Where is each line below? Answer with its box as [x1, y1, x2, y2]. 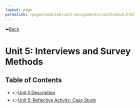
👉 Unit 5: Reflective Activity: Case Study [12, 97, 96, 103]
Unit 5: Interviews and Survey [5, 45, 131, 56]
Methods [5, 56, 43, 67]
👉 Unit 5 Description [12, 89, 55, 95]
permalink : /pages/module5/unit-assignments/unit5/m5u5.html [5, 12, 135, 17]
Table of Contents [5, 76, 62, 84]
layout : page [5, 7, 32, 12]
